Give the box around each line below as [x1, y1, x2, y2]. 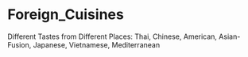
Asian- [219, 32, 241, 41]
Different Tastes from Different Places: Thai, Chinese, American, [7, 32, 218, 41]
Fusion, [7, 40, 32, 49]
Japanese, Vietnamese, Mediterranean [33, 40, 161, 49]
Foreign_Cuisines [7, 6, 124, 24]
